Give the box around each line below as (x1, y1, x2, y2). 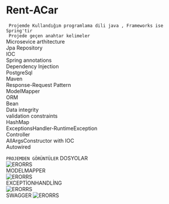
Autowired (6, 143, 31, 150)
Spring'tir (6, 27, 33, 34)
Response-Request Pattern (6, 81, 71, 88)
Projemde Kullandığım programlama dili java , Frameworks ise (8, 23, 164, 29)
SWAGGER (6, 192, 32, 199)
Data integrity (6, 106, 39, 113)
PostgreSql (6, 69, 33, 76)
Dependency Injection (6, 62, 60, 70)
